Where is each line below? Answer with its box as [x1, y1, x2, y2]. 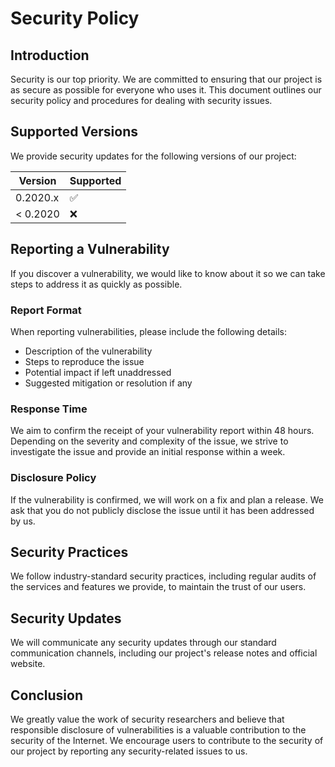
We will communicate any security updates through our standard [10, 637, 277, 649]
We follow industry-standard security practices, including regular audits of [10, 570, 317, 582]
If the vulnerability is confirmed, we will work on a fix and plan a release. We [10, 493, 324, 506]
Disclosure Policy [10, 471, 97, 485]
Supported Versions [10, 123, 138, 141]
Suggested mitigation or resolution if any [24, 377, 193, 389]
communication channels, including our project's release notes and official [10, 647, 318, 659]
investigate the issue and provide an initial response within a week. [10, 446, 286, 458]
